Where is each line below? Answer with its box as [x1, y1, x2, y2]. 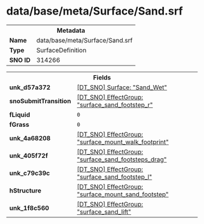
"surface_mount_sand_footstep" [76, 190, 169, 199]
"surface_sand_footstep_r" [76, 100, 153, 109]
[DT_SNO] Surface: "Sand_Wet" [76, 83, 168, 92]
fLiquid [9, 110, 30, 119]
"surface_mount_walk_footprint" [76, 138, 169, 146]
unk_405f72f [9, 151, 49, 160]
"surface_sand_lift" [76, 208, 132, 216]
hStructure [9, 186, 41, 195]
